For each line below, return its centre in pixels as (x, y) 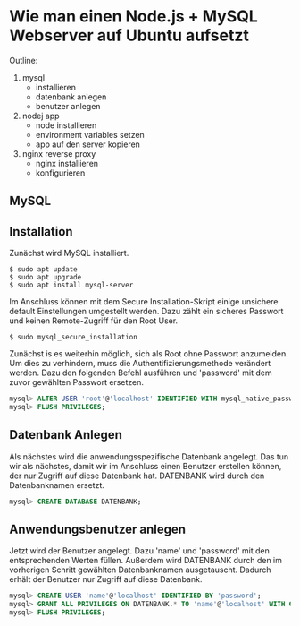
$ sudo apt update (43, 270)
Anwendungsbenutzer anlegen (97, 529)
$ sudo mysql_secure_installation (74, 338)
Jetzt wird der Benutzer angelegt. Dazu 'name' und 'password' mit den (139, 551)
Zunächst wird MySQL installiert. (69, 253)
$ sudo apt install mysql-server (71, 285)
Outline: (24, 60)
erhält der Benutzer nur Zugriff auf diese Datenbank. (106, 579)
